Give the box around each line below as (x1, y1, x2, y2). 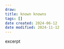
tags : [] (5, 16, 23, 21)
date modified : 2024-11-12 (5, 25, 60, 30)
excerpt (5, 38, 20, 44)
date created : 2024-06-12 (5, 20, 57, 26)
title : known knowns (5, 12, 47, 16)
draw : (5, 7, 16, 12)
